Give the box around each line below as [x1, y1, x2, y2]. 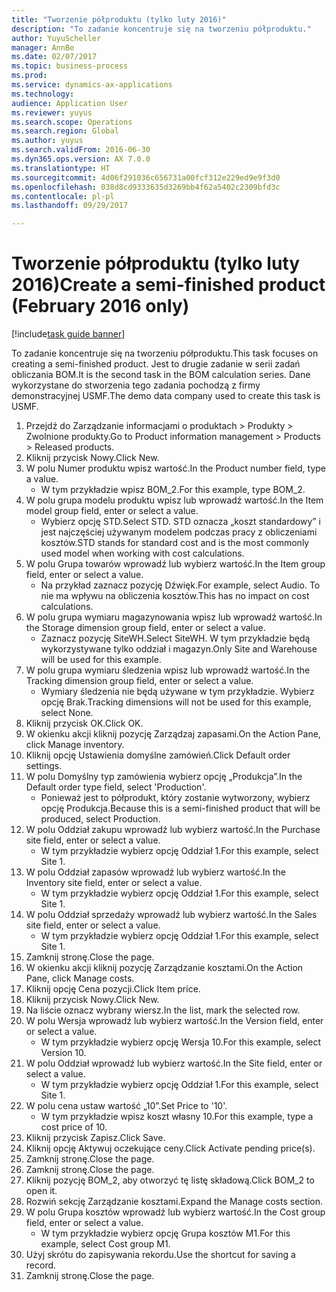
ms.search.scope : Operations [11, 117, 133, 127]
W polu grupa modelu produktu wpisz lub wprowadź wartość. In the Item [25, 494, 324, 506]
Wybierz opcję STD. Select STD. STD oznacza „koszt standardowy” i [40, 516, 321, 528]
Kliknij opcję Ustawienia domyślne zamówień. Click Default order [25, 749, 291, 761]
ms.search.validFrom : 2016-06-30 [11, 145, 151, 155]
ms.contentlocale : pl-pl [11, 191, 115, 201]
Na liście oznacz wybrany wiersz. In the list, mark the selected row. [25, 1004, 301, 1016]
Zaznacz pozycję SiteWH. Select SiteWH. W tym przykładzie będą [40, 632, 311, 645]
